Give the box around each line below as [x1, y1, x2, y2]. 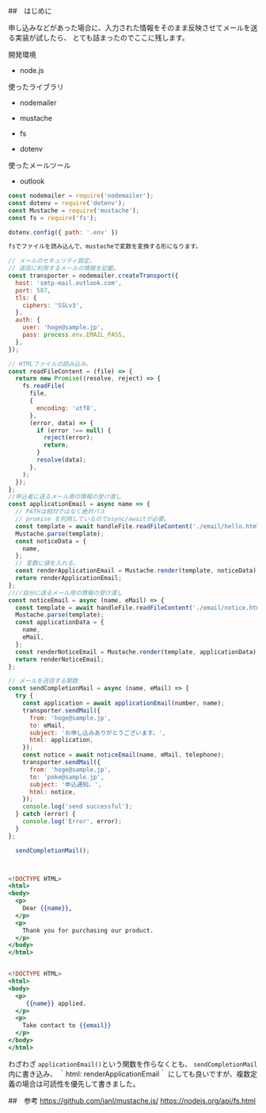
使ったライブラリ [8, 82, 64, 91]
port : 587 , [15, 286, 51, 295]
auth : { [15, 316, 41, 324]
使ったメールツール [8, 160, 71, 170]
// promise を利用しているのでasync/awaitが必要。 [15, 515, 170, 523]
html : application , [28, 736, 93, 744]
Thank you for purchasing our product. [22, 926, 154, 934]
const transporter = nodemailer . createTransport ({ [8, 272, 179, 280]
